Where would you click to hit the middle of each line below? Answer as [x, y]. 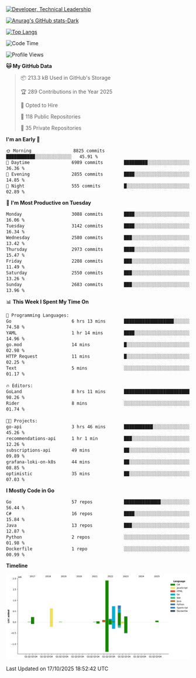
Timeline [17, 566]
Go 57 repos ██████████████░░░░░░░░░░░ [98, 502]
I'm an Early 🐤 [23, 139]
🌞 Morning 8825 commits [56, 151]
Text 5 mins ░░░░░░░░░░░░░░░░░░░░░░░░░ [98, 368]
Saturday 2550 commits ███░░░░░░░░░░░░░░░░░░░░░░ [98, 273]
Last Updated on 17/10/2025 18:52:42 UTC [57, 669]
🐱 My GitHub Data [29, 66]
